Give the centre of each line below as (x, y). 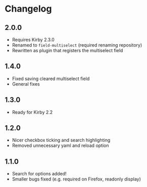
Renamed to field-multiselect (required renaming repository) (77, 45)
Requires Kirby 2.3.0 (33, 40)
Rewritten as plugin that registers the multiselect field (67, 50)
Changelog (28, 9)
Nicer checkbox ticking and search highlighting (61, 140)
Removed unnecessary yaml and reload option (60, 145)
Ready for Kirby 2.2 (32, 112)
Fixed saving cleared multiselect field (51, 79)
